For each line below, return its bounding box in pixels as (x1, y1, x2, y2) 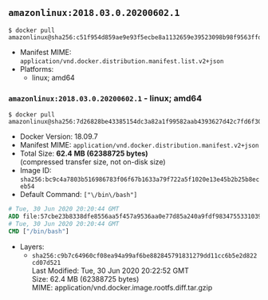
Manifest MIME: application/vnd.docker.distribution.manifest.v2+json (19, 140, 259, 150)
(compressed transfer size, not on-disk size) (19, 157, 166, 167)
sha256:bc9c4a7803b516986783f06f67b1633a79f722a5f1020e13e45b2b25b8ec (19, 176, 260, 184)
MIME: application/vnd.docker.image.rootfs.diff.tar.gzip (31, 282, 213, 292)
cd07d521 (31, 259, 61, 266)
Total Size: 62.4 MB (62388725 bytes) (19, 148, 149, 159)
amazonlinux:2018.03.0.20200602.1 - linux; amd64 (8, 93, 202, 104)
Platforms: (19, 64, 54, 73)
